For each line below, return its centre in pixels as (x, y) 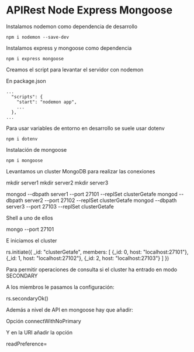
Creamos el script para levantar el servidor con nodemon (75, 69)
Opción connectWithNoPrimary (44, 321)
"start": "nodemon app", (47, 102)
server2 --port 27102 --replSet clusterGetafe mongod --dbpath (101, 200)
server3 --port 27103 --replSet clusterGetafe (60, 206)
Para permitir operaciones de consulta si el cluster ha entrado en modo (91, 269)
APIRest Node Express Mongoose (89, 10)
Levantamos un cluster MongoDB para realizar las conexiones (81, 171)
